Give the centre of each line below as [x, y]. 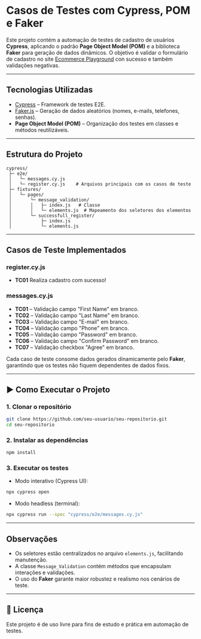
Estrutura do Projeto [45, 155]
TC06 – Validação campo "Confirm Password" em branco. [87, 341]
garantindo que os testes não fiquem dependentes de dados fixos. [88, 365]
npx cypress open [28, 492]
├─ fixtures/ [25, 189]
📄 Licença [25, 610]
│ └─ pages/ [26, 195]
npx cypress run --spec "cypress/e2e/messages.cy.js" [75, 515]
